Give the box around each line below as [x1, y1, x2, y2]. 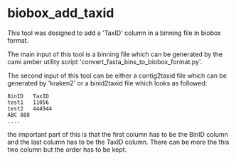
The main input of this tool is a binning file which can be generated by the [7, 50, 222, 58]
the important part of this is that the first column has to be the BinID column [7, 130, 229, 138]
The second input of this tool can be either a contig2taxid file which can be [7, 71, 227, 80]
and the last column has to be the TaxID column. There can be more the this [7, 137, 230, 146]
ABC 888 [7, 111, 31, 118]
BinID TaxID [7, 93, 50, 100]
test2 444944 [7, 105, 53, 112]
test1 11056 [7, 98, 50, 106]
